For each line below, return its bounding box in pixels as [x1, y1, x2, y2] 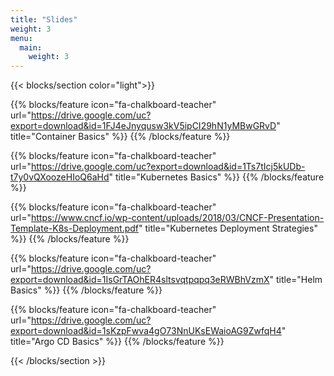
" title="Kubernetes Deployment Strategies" [138, 222, 318, 235]
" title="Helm [269, 274, 323, 286]
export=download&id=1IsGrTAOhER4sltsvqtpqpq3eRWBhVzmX [10, 274, 270, 286]
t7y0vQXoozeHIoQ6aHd [10, 171, 110, 183]
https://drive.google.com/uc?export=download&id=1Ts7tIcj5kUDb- [30, 161, 306, 173]
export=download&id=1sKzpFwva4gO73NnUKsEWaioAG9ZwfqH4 [10, 325, 282, 337]
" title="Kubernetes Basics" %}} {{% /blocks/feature [108, 171, 325, 183]
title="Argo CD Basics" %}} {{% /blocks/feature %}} [10, 336, 225, 348]
